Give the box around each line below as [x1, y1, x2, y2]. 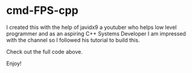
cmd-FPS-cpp [6, 4, 78, 17]
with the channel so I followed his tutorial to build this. [6, 36, 140, 43]
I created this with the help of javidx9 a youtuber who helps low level [6, 24, 177, 31]
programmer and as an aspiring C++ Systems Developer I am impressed [6, 30, 186, 37]
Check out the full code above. [6, 48, 83, 55]
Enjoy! [6, 60, 22, 67]
